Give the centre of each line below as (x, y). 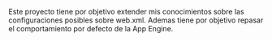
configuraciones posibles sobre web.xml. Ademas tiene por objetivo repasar (136, 20)
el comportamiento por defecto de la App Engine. (91, 29)
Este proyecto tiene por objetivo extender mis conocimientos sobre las (127, 12)
